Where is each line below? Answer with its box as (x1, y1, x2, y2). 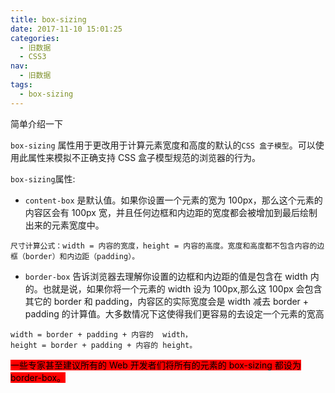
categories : (10, 33, 60, 43)
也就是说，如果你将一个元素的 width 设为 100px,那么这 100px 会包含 (42, 282, 323, 295)
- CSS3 (19, 52, 47, 62)
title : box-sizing (10, 14, 87, 25)
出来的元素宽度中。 (24, 219, 105, 231)
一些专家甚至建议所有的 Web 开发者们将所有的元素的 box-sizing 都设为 (10, 359, 302, 371)
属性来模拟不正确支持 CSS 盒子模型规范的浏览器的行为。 (27, 151, 262, 163)
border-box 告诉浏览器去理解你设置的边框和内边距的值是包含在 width (24, 270, 308, 282)
